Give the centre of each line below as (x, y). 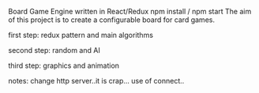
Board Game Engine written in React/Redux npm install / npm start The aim (130, 11)
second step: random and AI (54, 50)
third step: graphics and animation (64, 65)
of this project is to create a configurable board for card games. (112, 20)
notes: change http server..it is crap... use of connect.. (96, 81)
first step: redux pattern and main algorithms (81, 35)
